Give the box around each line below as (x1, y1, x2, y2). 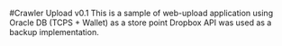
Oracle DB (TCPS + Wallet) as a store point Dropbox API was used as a (9, 17, 272, 28)
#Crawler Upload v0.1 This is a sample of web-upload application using (9, 8, 273, 18)
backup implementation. (9, 27, 99, 37)
